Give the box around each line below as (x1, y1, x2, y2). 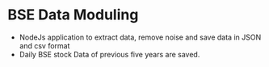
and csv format (19, 40, 70, 50)
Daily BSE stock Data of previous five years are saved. (19, 49, 200, 59)
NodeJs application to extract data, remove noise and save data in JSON (19, 32, 262, 42)
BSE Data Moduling (7, 6, 139, 24)
